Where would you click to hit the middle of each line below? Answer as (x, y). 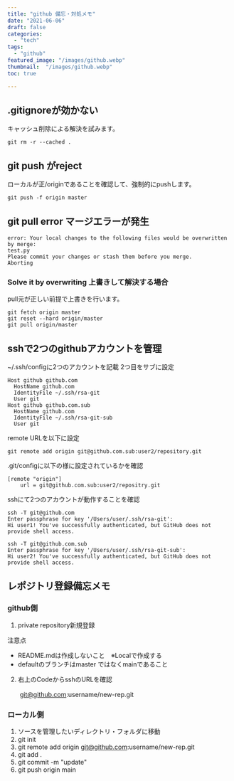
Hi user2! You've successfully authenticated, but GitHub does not (110, 557)
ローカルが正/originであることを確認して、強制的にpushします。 (101, 184)
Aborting (20, 263)
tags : (15, 47)
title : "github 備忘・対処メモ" (52, 14)
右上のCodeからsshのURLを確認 (65, 679)
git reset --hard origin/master (55, 319)
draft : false (27, 27)
